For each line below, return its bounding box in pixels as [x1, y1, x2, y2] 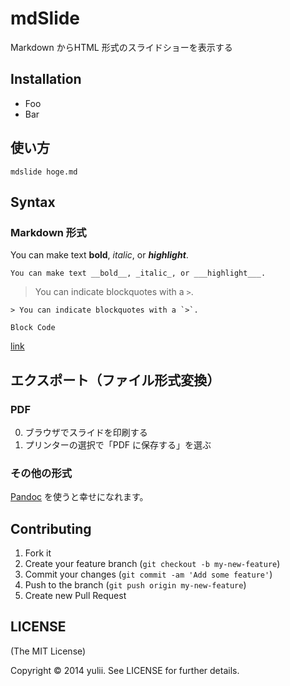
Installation [10, 71, 82, 88]
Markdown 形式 [10, 225, 87, 239]
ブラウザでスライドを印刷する [24, 426, 148, 438]
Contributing [10, 520, 92, 537]
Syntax [10, 193, 56, 211]
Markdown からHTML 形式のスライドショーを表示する [10, 41, 233, 53]
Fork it [24, 547, 52, 559]
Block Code [10, 323, 56, 333]
